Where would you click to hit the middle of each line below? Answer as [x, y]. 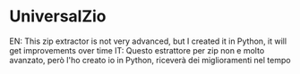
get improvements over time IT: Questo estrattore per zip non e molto [137, 50]
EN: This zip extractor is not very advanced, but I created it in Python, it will [148, 41]
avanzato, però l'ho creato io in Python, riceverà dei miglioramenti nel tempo [150, 60]
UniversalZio [58, 16]
